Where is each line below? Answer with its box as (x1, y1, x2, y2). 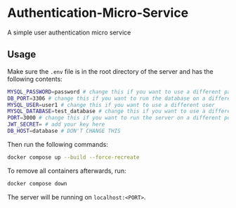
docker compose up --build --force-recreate (7, 153, 140, 161)
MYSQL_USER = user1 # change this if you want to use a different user (7, 101, 216, 108)
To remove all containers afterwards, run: (7, 167, 126, 175)
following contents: (7, 74, 63, 83)
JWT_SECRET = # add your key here (7, 121, 105, 128)
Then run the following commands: (7, 140, 109, 148)
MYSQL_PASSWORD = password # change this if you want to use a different (7, 88, 221, 96)
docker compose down (7, 180, 68, 187)
